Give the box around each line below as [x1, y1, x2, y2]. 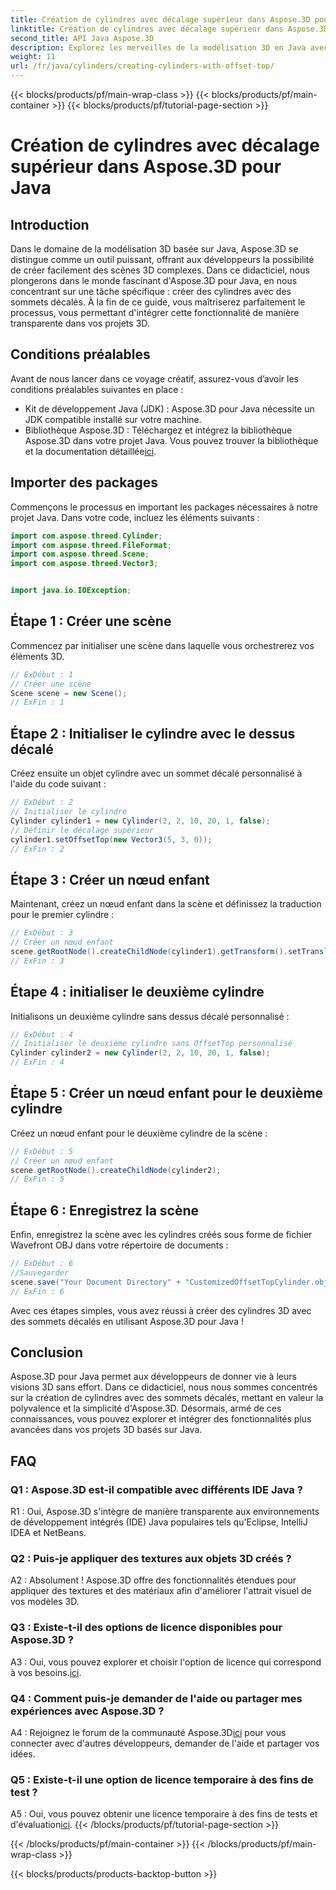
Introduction [10, 216, 90, 233]
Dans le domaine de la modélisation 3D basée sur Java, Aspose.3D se [10, 243, 299, 255]
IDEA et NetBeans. [10, 1527, 87, 1539]
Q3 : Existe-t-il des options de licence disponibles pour [10, 1621, 283, 1635]
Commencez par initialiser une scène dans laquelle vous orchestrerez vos [10, 639, 315, 651]
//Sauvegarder [10, 1268, 70, 1278]
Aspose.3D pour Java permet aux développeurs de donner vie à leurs [10, 1371, 297, 1383]
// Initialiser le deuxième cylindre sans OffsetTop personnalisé [10, 1039, 293, 1049]
